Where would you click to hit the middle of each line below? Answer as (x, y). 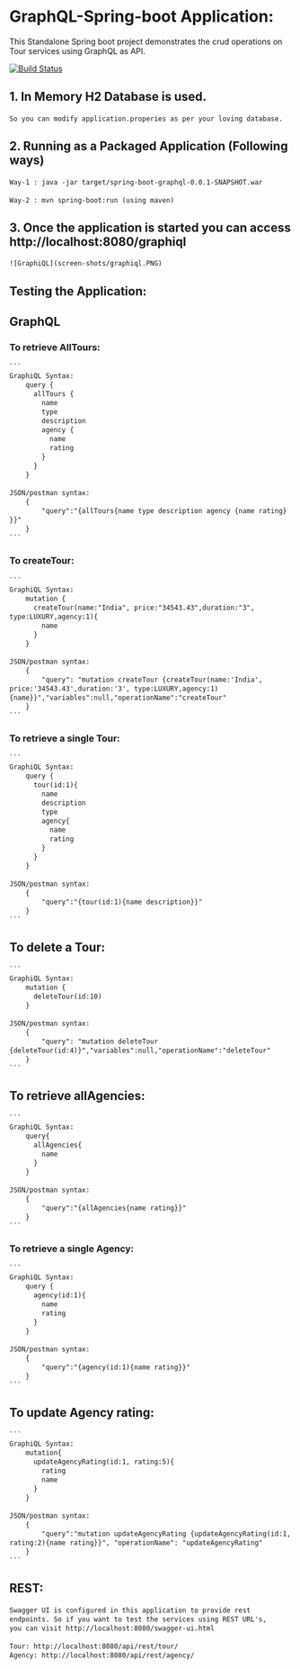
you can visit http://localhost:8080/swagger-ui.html (112, 1628)
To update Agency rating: (82, 1413)
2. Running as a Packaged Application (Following (149, 146)
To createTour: (42, 561)
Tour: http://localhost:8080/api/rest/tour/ (94, 1646)
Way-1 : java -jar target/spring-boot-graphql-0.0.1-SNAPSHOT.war (136, 182)
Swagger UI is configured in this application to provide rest (130, 1610)
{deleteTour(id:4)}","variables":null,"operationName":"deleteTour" (140, 1051)
